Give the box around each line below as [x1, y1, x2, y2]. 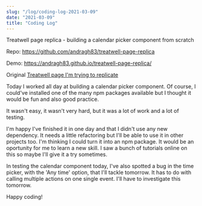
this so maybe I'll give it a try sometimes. [6, 151, 107, 158]
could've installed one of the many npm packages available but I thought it [6, 89, 191, 97]
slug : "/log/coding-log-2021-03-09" [6, 8, 98, 15]
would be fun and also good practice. [6, 95, 99, 103]
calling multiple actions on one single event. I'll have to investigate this [6, 175, 181, 183]
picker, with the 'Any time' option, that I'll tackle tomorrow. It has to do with [6, 169, 192, 176]
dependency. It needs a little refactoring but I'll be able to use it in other [6, 132, 184, 139]
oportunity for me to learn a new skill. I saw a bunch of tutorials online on [6, 145, 188, 152]
